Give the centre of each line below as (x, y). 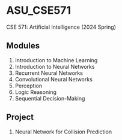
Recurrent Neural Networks (49, 73)
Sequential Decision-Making (50, 98)
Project (20, 117)
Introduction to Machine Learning (56, 60)
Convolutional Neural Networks (54, 79)
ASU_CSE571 (38, 10)
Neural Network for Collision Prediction (63, 132)
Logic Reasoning (36, 92)
